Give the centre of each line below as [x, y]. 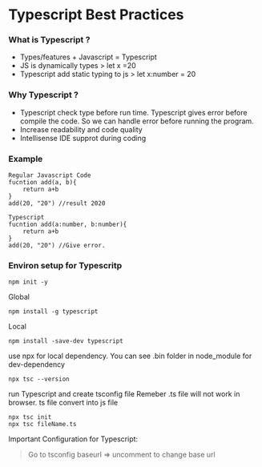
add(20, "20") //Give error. [57, 246]
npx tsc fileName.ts [43, 425]
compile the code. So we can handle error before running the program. [137, 121]
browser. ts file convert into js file [63, 403]
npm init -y [28, 282]
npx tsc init [30, 417]
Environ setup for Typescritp [65, 266]
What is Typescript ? [49, 40]
